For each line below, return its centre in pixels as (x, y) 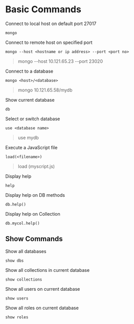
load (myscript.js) (36, 166)
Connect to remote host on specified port (49, 42)
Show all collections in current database (48, 270)
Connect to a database (29, 71)
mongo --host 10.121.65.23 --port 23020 (60, 61)
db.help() (16, 204)
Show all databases (26, 251)
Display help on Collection (33, 214)
